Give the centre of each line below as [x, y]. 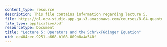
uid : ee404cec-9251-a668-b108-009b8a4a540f [51, 37]
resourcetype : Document [30, 28]
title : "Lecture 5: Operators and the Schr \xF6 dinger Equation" [73, 32]
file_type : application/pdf [34, 23]
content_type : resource [30, 10]
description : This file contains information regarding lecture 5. [77, 14]
